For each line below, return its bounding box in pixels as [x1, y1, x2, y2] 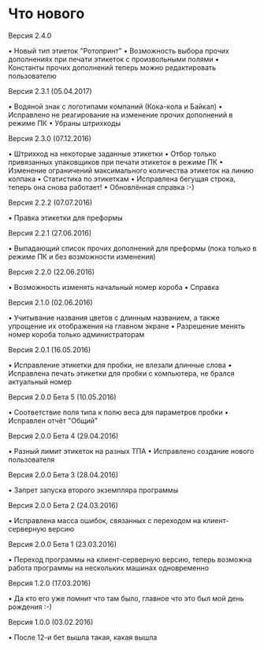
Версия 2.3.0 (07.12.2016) [8, 133, 92, 143]
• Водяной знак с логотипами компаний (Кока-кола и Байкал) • [8, 102, 223, 111]
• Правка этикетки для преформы [8, 213, 124, 222]
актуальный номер [8, 377, 73, 386]
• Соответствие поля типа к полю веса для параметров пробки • [8, 407, 229, 417]
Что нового [8, 5, 85, 23]
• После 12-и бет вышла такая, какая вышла [8, 632, 158, 642]
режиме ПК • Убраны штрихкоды [8, 118, 121, 128]
